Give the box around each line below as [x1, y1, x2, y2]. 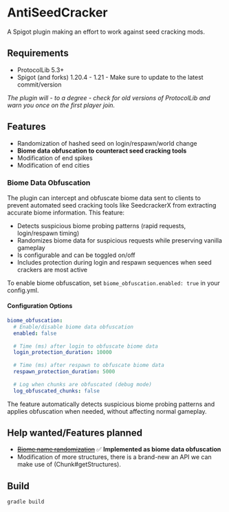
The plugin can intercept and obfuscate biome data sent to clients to [7, 194, 201, 202]
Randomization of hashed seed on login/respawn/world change [17, 139, 197, 147]
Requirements [7, 47, 69, 59]
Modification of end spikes [17, 153, 93, 162]
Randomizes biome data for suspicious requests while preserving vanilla [17, 236, 222, 245]
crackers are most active [17, 265, 88, 274]
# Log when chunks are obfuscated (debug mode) [13, 381, 153, 388]
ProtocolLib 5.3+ [17, 65, 65, 74]
